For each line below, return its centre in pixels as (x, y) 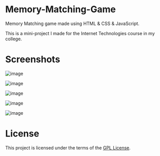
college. (14, 39)
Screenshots (33, 59)
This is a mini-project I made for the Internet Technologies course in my (80, 33)
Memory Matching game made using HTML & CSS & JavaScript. (72, 23)
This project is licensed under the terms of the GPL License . (68, 148)
